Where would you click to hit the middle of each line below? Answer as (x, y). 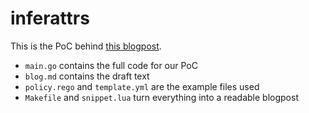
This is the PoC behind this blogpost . (86, 46)
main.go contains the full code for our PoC (111, 65)
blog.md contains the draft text (87, 76)
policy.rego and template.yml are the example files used (142, 86)
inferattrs (50, 18)
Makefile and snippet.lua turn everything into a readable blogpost (161, 97)
